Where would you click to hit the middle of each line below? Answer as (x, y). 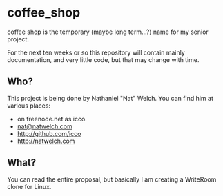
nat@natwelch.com (45, 126)
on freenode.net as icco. (52, 119)
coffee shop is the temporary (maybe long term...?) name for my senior (108, 32)
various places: (29, 106)
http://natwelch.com (46, 141)
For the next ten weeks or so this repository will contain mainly (96, 52)
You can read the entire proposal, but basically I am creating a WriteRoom (112, 179)
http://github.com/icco (49, 133)
